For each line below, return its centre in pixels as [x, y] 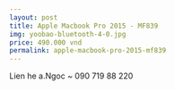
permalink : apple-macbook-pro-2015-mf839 [88, 51]
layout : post [34, 17]
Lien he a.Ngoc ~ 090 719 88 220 [71, 76]
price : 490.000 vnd [46, 42]
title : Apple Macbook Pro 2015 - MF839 [84, 26]
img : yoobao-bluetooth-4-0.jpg [68, 34]
